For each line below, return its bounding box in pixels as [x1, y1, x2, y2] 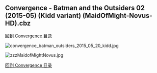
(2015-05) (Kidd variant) [5, 12, 81, 20]
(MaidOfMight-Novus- [82, 12, 153, 20]
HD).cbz [5, 19, 31, 27]
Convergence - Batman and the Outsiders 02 [5, 4, 145, 12]
